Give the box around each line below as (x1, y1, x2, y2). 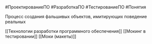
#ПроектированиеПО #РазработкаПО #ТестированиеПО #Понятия (5, 4, 146, 10)
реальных (5, 19, 26, 24)
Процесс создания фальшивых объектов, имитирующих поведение (5, 14, 147, 19)
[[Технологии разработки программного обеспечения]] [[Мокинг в (5, 28, 146, 34)
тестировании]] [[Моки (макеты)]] (5, 34, 76, 39)
